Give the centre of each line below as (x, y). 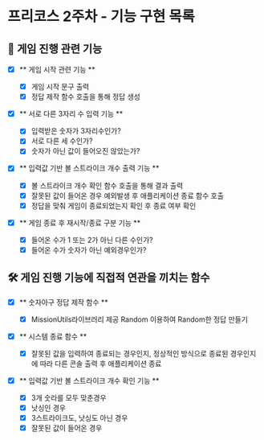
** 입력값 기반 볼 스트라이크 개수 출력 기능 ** (89, 168)
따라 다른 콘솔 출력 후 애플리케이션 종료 (101, 364)
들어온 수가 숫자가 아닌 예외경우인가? (89, 249)
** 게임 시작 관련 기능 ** (57, 70)
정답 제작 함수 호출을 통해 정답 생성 (86, 97)
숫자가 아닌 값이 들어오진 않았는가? (85, 151)
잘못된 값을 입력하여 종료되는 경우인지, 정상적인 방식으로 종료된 (130, 353)
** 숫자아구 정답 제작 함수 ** (64, 302)
